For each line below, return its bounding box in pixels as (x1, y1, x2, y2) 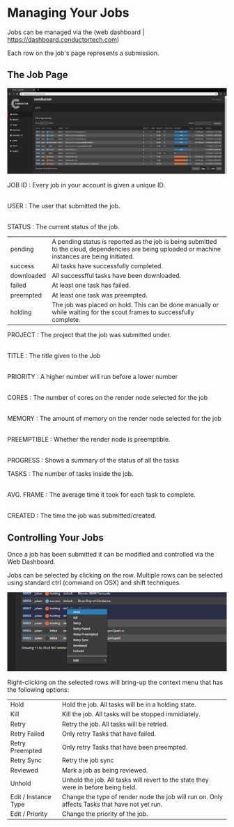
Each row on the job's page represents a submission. (7, 49, 159, 57)
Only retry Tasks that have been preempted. (61, 743, 188, 751)
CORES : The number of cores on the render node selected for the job (7, 394, 208, 402)
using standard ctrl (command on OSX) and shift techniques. (7, 578, 181, 587)
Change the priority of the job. (61, 810, 148, 818)
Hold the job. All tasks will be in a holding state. (61, 700, 196, 709)
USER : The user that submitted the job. (7, 201, 120, 210)
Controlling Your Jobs (7, 532, 104, 543)
